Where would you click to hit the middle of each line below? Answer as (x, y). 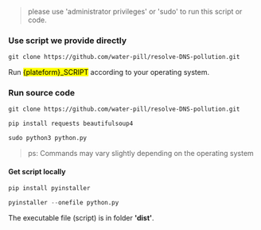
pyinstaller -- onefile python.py (64, 203)
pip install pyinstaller (49, 189)
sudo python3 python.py (48, 138)
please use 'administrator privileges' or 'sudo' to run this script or (135, 12)
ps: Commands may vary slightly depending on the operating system (141, 154)
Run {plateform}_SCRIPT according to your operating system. (109, 72)
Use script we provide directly (68, 41)
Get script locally (37, 171)
